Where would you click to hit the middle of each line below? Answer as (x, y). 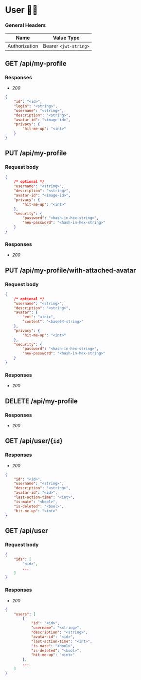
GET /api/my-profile (36, 63)
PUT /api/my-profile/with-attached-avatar (70, 270)
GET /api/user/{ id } (34, 441)
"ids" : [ (23, 559)
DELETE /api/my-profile (41, 401)
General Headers (26, 25)
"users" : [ (25, 614)
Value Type (66, 38)
